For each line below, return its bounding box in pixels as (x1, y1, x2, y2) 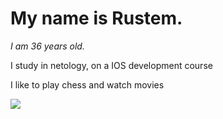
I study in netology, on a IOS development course (10, 59, 213, 71)
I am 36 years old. (10, 40, 85, 52)
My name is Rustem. (10, 7, 183, 30)
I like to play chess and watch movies (10, 78, 165, 91)
